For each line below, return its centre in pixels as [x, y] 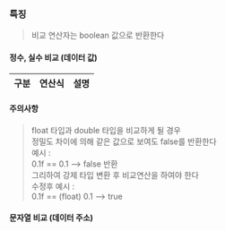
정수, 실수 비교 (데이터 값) [53, 57]
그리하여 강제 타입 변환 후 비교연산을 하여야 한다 [115, 175]
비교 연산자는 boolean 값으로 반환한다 [98, 35]
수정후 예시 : [53, 186]
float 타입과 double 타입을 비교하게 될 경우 [106, 130]
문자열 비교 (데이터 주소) [52, 218]
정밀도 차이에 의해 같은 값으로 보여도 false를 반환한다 [124, 141]
